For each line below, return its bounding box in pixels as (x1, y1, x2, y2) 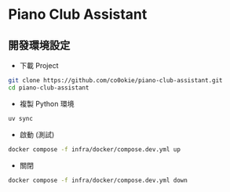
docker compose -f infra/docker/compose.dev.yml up (8, 145, 181, 154)
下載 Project (19, 61, 59, 70)
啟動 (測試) (19, 129, 55, 139)
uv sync (8, 114, 34, 122)
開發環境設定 (8, 38, 71, 52)
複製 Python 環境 (19, 99, 75, 108)
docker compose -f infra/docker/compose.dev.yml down (8, 176, 188, 184)
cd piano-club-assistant (8, 84, 89, 92)
